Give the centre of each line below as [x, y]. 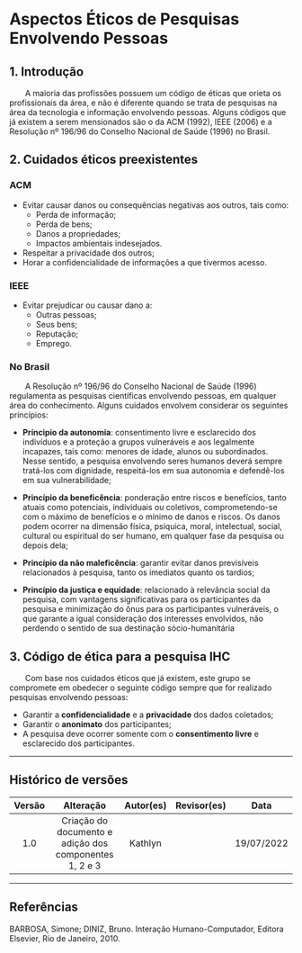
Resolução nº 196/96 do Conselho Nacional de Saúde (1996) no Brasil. [140, 131]
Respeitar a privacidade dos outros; [88, 253]
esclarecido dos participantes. [78, 743]
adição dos [85, 843]
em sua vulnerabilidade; [67, 481]
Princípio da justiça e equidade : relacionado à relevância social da [146, 590]
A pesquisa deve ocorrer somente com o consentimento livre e [140, 734]
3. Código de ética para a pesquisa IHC [120, 656]
